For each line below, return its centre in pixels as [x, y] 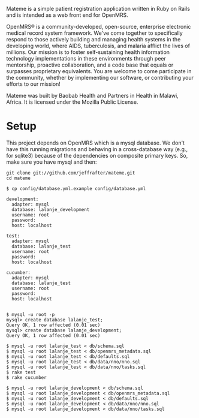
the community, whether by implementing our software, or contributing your [100, 78]
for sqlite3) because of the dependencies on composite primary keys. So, [97, 155]
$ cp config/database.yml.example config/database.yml [76, 188]
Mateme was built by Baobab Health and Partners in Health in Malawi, [92, 96]
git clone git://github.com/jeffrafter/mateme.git [71, 173]
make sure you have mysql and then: [52, 162]
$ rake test [21, 372]
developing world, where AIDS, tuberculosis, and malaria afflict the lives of [98, 46]
